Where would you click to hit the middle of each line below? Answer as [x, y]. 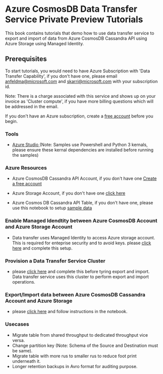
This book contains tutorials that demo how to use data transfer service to [80, 33]
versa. [19, 340]
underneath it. [26, 361]
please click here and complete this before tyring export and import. [81, 271]
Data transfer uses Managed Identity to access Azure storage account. [83, 237]
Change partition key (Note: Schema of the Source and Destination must [85, 345]
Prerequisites [26, 59]
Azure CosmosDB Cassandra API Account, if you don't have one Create [84, 178]
